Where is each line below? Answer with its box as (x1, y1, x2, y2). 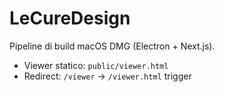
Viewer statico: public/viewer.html (23, 59, 169, 71)
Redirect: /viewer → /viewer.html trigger (23, 70, 192, 82)
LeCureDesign (9, 7, 131, 30)
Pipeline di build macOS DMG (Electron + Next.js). (9, 40, 216, 52)
